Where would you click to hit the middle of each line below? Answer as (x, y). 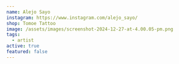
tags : (13, 35)
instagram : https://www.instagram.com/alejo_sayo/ (72, 18)
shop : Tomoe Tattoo (31, 23)
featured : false (27, 52)
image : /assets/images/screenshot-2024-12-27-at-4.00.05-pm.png (90, 29)
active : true (23, 46)
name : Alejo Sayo (28, 12)
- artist (23, 40)
